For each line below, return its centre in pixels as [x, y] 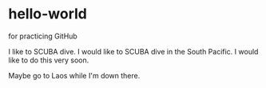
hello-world [48, 14]
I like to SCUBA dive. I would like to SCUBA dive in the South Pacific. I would [133, 51]
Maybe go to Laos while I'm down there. [74, 75]
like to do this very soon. [49, 60]
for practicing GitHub [43, 36]
